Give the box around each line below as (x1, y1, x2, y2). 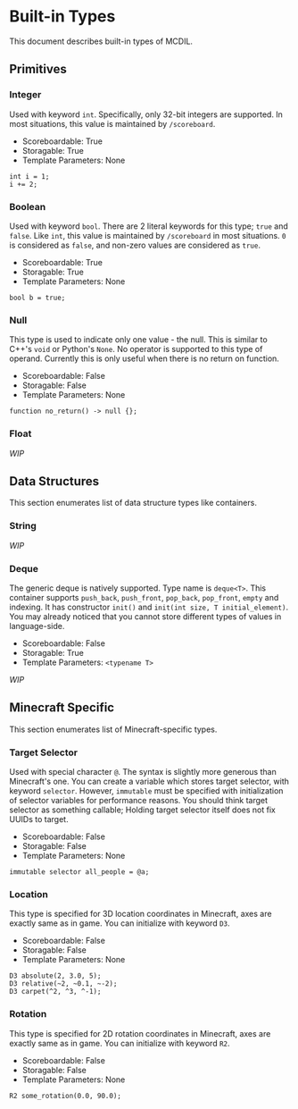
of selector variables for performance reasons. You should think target (9, 795, 269, 806)
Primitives (9, 62, 67, 77)
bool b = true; (9, 293, 66, 302)
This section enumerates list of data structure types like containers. (9, 498, 257, 508)
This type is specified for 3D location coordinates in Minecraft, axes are (9, 909, 272, 920)
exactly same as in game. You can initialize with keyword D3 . (9, 918, 230, 928)
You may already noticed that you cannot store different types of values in (9, 610, 282, 622)
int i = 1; (9, 172, 50, 181)
